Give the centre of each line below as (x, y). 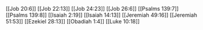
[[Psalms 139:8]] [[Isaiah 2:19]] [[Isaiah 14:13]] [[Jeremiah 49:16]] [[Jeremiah (101, 15)
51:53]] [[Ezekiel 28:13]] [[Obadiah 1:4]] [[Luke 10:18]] (73, 21)
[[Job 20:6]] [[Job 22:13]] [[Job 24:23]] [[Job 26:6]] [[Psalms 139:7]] (92, 9)
